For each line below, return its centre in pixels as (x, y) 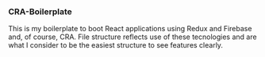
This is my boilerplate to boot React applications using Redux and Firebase (130, 29)
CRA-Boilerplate (40, 12)
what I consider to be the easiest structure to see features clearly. (116, 45)
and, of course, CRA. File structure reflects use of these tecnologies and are (132, 37)
